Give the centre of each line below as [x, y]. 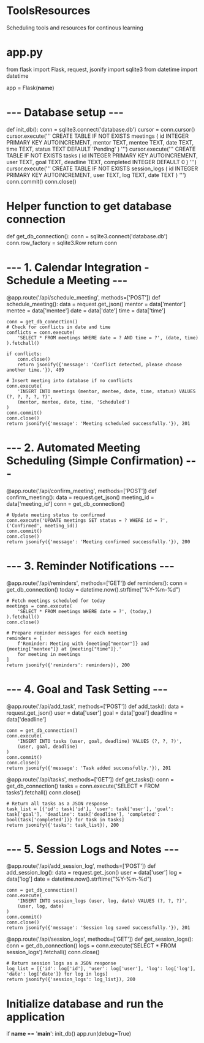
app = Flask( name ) [30, 88]
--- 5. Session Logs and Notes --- [93, 849]
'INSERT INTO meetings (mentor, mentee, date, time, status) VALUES [107, 391]
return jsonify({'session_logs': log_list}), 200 [71, 980]
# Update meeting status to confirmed [56, 515]
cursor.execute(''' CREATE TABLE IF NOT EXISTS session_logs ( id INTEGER [102, 168]
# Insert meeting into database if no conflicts [70, 380]
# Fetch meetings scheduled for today [56, 601]
